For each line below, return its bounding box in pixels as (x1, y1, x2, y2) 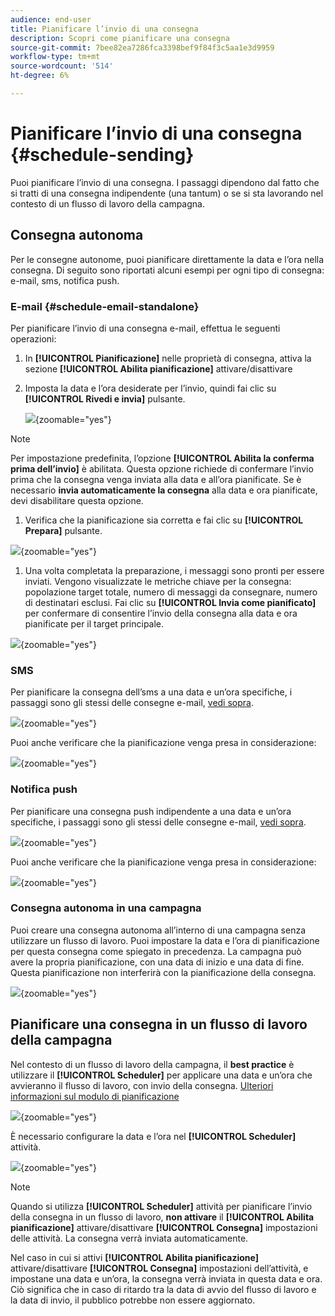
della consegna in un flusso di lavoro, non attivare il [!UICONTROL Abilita (10, 1211, 315, 1223)
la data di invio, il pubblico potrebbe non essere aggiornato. (10, 1294, 256, 1306)
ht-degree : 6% (10, 71, 70, 81)
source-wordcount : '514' (10, 61, 114, 71)
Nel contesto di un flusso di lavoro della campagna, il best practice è (10, 1058, 295, 1070)
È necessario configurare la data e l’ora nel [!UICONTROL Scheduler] (10, 1130, 297, 1142)
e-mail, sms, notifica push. (10, 274, 120, 286)
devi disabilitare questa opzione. (10, 494, 144, 506)
